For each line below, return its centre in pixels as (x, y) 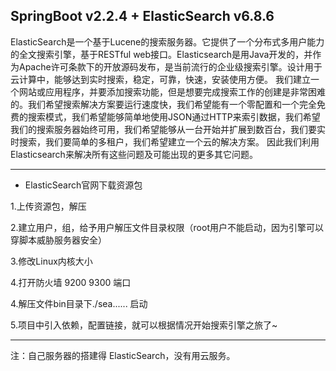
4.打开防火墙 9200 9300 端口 (71, 282)
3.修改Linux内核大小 (51, 261)
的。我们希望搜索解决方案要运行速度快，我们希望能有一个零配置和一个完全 (163, 104)
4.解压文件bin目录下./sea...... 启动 (79, 303)
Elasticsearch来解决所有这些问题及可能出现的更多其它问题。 (134, 154)
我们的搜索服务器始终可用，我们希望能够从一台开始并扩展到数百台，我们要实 (168, 129)
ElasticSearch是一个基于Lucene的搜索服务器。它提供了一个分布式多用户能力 (167, 41)
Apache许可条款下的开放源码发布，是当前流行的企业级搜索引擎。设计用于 (170, 66)
